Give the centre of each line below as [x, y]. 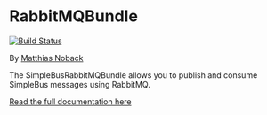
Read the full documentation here [70, 101]
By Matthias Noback [46, 57]
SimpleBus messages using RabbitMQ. [80, 84]
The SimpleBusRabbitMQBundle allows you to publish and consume [133, 75]
